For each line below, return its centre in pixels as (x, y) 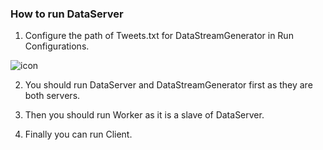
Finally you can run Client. (78, 134)
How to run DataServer (67, 14)
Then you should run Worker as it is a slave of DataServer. (144, 115)
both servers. (52, 96)
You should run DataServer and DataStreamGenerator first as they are (168, 85)
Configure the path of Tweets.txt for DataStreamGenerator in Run (159, 36)
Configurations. (57, 46)
